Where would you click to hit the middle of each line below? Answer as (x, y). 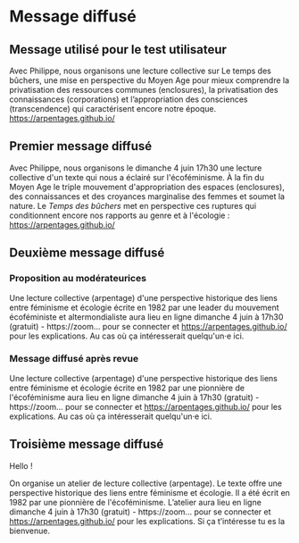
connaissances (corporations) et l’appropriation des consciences (129, 99)
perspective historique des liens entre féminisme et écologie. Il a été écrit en (149, 492)
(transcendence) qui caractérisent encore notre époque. (113, 109)
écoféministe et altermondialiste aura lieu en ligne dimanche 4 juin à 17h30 (146, 317)
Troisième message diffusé (87, 444)
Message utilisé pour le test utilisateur (118, 50)
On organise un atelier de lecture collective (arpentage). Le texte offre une (146, 483)
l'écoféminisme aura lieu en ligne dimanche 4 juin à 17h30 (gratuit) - (134, 397)
